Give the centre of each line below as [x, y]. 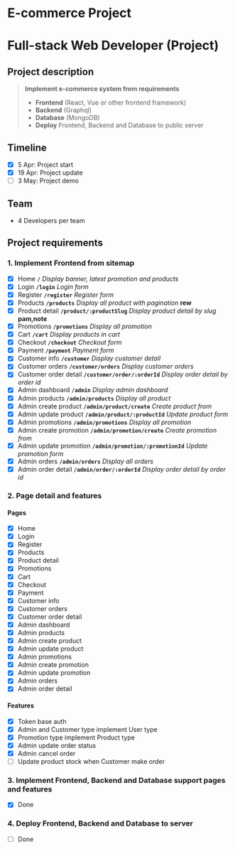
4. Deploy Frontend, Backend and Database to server [100, 823]
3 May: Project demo [48, 181]
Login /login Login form [53, 286]
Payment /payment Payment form [66, 350]
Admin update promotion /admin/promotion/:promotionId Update [113, 445]
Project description [51, 71]
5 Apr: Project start [45, 164]
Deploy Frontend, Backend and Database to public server [119, 125]
